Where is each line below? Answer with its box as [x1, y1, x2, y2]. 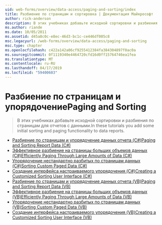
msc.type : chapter [5, 43, 42, 48]
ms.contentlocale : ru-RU [5, 61, 55, 66]
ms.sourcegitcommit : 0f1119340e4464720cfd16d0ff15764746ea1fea [5, 52, 136, 57]
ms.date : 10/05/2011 [5, 30, 47, 34]
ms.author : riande [5, 25, 42, 30]
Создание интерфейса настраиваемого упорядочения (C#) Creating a [12, 168, 157, 174]
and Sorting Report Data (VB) [12, 183, 71, 189]
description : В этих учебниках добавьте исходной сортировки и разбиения [5, 20, 158, 26]
